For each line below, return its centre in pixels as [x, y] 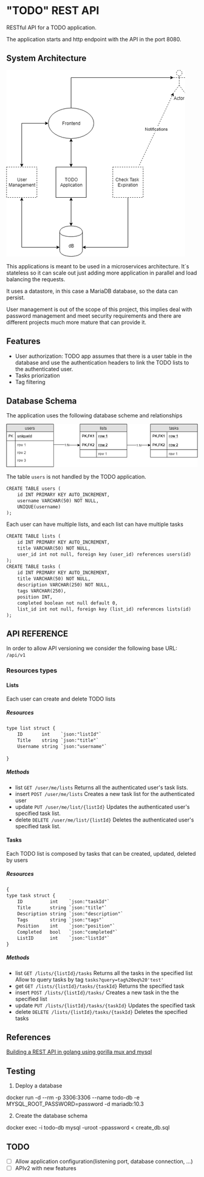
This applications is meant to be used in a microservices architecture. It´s [98, 266]
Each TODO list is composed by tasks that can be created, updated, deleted [101, 853]
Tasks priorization [37, 375]
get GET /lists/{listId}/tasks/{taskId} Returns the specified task [100, 986]
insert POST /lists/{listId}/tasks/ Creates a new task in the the [97, 992]
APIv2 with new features [46, 1168]
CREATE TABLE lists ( [34, 536]
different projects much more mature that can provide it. [76, 322]
